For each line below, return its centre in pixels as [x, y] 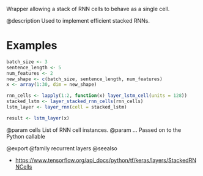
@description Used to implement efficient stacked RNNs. [78, 21]
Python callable [26, 136]
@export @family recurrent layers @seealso [62, 148]
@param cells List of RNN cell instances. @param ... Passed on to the [94, 130]
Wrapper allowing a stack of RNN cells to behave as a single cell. [88, 9]
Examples [32, 46]
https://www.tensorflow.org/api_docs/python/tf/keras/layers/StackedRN [106, 160]
